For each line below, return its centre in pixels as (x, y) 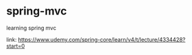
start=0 (16, 46)
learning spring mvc (31, 28)
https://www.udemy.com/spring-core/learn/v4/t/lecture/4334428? (102, 39)
